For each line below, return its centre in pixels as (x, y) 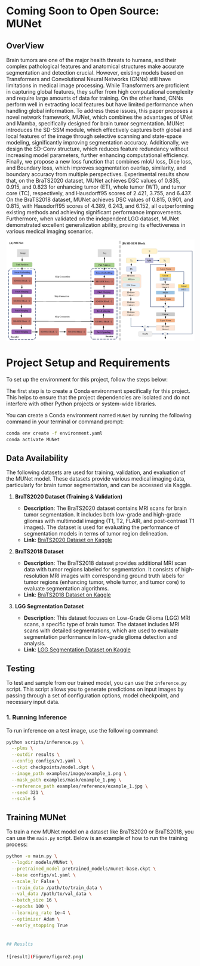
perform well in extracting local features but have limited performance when (100, 104)
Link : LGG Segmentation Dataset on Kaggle (77, 650)
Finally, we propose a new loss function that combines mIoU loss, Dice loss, (99, 161)
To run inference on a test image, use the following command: (82, 730)
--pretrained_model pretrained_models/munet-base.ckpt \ (84, 869)
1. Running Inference (37, 718)
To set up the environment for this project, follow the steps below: (87, 379)
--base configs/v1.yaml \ (44, 875)
